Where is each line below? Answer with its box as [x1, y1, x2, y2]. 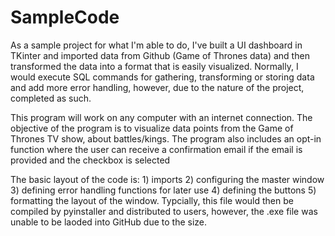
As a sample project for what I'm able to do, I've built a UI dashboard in [10, 39, 303, 51]
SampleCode [10, 6, 120, 29]
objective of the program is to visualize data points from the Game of [10, 122, 294, 134]
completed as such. [10, 92, 92, 104]
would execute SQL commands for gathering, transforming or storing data [10, 71, 315, 83]
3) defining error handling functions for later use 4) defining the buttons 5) [10, 184, 317, 196]
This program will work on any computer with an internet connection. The [10, 111, 313, 123]
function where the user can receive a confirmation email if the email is [10, 143, 303, 155]
